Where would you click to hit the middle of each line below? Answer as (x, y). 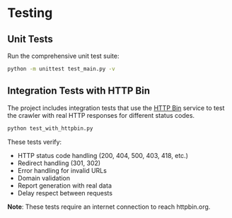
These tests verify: (35, 142)
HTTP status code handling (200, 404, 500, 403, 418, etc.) (103, 155)
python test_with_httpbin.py (50, 128)
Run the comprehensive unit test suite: (63, 56)
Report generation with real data (64, 186)
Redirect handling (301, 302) (59, 163)
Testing (30, 13)
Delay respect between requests (65, 193)
